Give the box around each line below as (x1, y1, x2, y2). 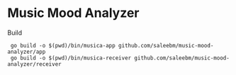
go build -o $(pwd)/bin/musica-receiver (10, 54, 132, 62)
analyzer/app (7, 48, 46, 55)
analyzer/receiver (7, 60, 62, 68)
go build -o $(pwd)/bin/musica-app (10, 42, 116, 49)
